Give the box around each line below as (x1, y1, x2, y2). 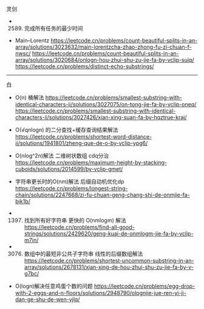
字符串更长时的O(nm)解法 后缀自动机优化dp (15, 178, 124, 185)
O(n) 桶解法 (15, 94, 44, 101)
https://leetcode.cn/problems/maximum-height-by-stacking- (15, 159, 167, 166)
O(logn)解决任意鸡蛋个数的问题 (15, 282, 93, 290)
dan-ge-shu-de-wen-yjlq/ (15, 296, 80, 303)
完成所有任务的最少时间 (24, 25, 83, 32)
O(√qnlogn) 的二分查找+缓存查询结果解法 (15, 127, 118, 133)
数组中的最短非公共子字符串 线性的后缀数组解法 (24, 250, 143, 257)
